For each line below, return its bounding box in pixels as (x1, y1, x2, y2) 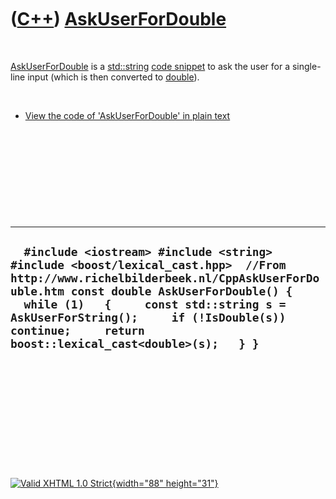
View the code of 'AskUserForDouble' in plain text (24, 109, 231, 121)
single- (291, 60, 322, 72)
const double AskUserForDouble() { (70, 284, 293, 299)
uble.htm (10, 284, 65, 299)
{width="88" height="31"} (111, 477, 219, 489)
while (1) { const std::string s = (23, 297, 287, 312)
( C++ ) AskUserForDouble (10, 8, 227, 31)
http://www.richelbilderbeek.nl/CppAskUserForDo (10, 271, 320, 286)
